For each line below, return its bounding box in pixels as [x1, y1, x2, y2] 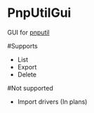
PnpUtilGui [7, 5, 72, 21]
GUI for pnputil [7, 28, 50, 36]
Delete [17, 70, 37, 79]
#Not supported [7, 84, 54, 92]
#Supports [7, 41, 38, 50]
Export [17, 62, 37, 71]
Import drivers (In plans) [17, 97, 88, 106]
